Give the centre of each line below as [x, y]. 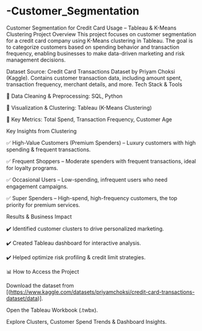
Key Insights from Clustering [42, 131]
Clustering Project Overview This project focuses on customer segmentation [101, 34]
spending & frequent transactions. [49, 150]
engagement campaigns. [37, 186]
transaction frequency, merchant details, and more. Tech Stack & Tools [94, 84]
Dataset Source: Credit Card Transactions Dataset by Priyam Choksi [91, 71]
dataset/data [22, 298]
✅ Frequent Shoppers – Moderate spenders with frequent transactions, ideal [101, 161]
